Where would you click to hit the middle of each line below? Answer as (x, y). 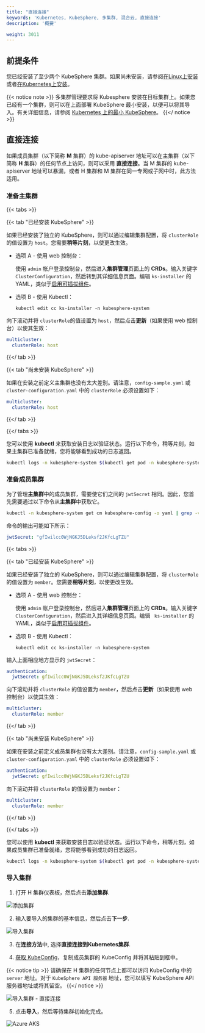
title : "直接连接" (28, 12)
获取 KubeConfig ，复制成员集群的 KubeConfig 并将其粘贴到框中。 (98, 957)
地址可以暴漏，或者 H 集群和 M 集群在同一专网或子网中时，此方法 (114, 171)
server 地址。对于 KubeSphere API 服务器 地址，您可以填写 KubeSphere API (100, 977)
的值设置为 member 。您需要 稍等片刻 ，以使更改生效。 (71, 582)
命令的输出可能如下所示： (38, 525)
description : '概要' (31, 23)
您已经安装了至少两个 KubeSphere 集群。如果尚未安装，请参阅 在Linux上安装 (102, 76)
